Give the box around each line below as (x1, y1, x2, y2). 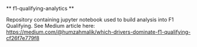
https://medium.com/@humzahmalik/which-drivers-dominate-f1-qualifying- (6, 28, 191, 35)
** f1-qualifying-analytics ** (6, 5, 75, 12)
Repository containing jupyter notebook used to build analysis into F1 (6, 16, 175, 23)
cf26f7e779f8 (6, 35, 40, 41)
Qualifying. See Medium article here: (6, 23, 95, 29)
